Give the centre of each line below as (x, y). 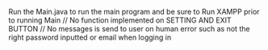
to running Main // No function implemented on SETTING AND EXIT (120, 20)
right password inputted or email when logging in (90, 37)
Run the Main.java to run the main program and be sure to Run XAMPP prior (134, 12)
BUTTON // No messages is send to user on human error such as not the (129, 29)
